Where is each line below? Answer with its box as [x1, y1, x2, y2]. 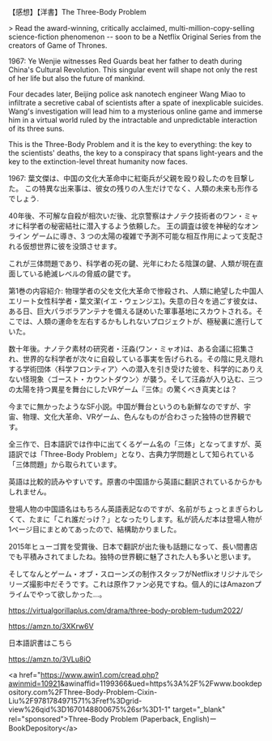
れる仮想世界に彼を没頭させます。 [8, 242, 121, 251]
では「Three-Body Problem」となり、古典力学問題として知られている [22, 450, 255, 459]
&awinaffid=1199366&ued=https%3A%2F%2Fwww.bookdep [59, 679, 262, 688]
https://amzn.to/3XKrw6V [8, 622, 95, 631]
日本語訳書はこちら [8, 638, 73, 648]
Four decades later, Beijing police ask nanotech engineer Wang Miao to [8, 89, 246, 99]
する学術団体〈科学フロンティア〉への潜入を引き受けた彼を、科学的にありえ [8, 364, 264, 373]
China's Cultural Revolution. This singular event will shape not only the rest [8, 65, 257, 75]
